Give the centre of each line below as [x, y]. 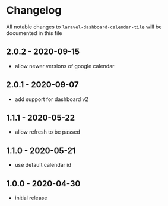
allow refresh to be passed [47, 132]
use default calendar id [43, 165]
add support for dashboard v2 [52, 99]
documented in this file [34, 33]
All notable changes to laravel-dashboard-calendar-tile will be [84, 27]
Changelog [34, 10]
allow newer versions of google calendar [64, 66]
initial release [31, 198]
